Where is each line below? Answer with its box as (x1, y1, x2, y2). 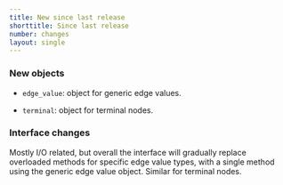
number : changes (9, 29, 69, 38)
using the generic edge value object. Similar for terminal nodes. (9, 165, 242, 176)
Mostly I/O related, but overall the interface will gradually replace (9, 147, 247, 157)
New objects (9, 68, 65, 80)
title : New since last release (9, 12, 125, 22)
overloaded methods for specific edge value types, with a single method (9, 157, 275, 167)
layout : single (9, 37, 66, 47)
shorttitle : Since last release (9, 21, 129, 30)
